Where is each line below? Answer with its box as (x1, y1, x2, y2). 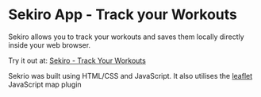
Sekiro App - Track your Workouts (8, 6, 238, 24)
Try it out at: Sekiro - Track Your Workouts (8, 56, 147, 65)
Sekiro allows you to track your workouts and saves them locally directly (8, 32, 244, 41)
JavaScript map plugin (8, 80, 82, 89)
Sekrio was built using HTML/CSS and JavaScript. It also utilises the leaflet (8, 71, 253, 80)
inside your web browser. (8, 40, 91, 49)
